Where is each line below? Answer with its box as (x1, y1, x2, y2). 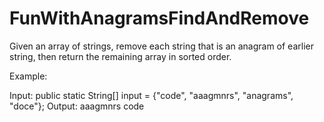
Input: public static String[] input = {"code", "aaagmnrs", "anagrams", (9, 89, 294, 101)
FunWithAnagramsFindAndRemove (9, 7, 310, 30)
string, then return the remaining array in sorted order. (9, 50, 232, 62)
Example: (9, 70, 48, 82)
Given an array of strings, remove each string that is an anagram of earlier (9, 40, 314, 52)
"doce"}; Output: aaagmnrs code (9, 100, 145, 112)
